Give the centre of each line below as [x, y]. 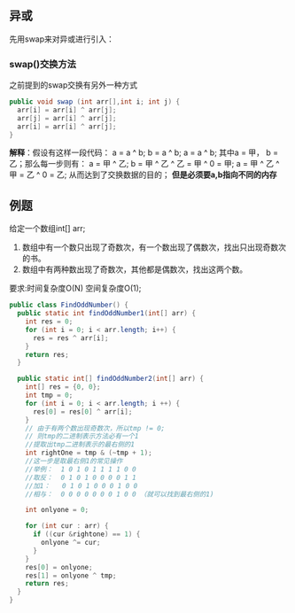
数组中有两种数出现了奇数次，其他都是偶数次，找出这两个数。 [135, 269]
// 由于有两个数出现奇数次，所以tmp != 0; [95, 428]
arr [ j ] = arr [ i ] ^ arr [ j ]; [67, 118]
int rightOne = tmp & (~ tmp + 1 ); [89, 453]
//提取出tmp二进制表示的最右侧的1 [80, 445]
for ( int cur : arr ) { [67, 526]
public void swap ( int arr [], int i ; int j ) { [95, 102]
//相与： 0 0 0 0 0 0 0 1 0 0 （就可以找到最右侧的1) [120, 494]
